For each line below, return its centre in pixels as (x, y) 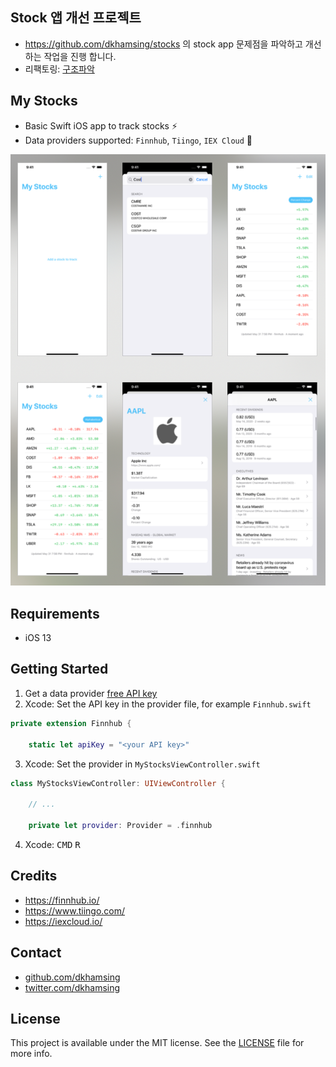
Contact (36, 953)
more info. (31, 1054)
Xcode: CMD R (52, 844)
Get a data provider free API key (91, 693)
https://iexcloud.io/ (63, 921)
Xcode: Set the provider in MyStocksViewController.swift (142, 764)
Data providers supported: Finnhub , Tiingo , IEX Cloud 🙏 (138, 140)
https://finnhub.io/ (62, 900)
